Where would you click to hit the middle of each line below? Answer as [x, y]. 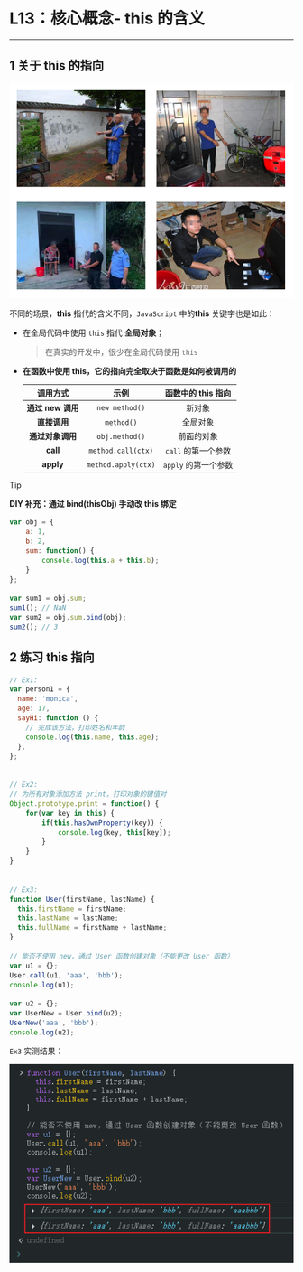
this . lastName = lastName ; [68, 918]
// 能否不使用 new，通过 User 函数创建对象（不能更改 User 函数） [122, 956]
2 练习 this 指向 [52, 657]
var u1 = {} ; [34, 966]
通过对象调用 [52, 436]
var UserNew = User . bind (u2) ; [66, 1014]
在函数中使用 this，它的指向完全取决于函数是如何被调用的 [129, 371]
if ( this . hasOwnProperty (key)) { [103, 823]
